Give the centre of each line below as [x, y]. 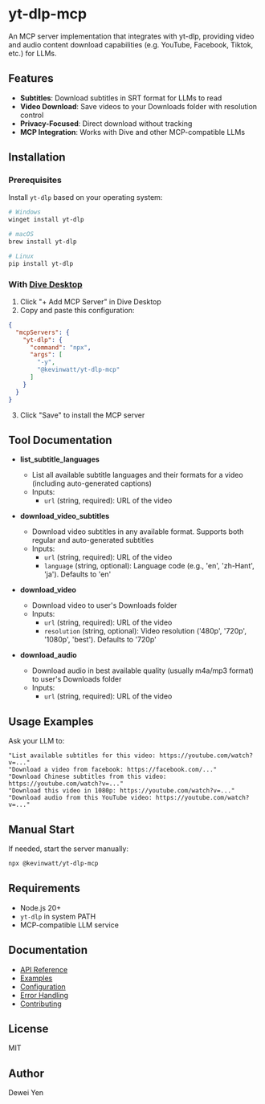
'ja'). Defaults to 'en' [77, 574]
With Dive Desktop [45, 284]
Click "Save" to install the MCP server [82, 415]
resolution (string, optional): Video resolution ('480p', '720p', [145, 631]
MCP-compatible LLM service [69, 925]
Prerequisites [35, 180]
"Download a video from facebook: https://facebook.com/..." [113, 770]
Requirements [44, 888]
